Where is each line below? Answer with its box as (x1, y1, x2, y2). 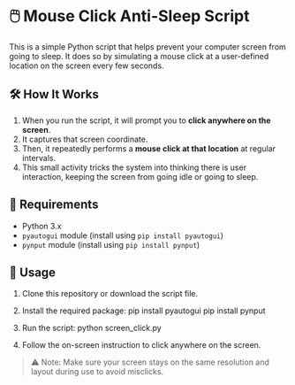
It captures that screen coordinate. (21, 134, 148, 144)
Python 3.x (21, 220, 62, 231)
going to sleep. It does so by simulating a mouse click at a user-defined (9, 50, 269, 61)
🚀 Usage (9, 265, 56, 280)
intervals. (21, 152, 57, 163)
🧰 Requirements (9, 197, 99, 212)
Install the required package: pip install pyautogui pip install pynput (21, 305, 267, 316)
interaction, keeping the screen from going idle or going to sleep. (21, 171, 259, 181)
